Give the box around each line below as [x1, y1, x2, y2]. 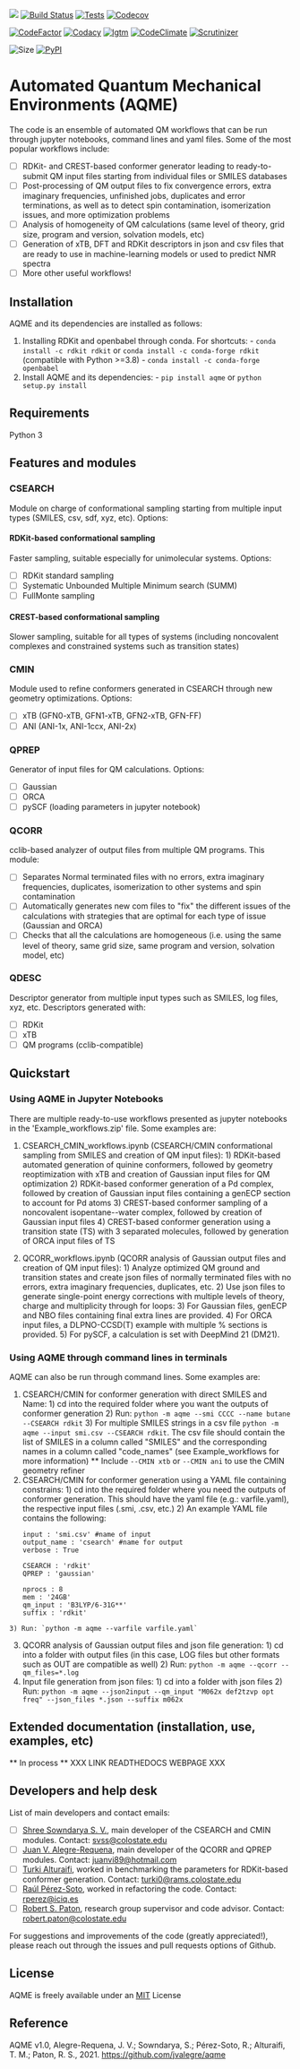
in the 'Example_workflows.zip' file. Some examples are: [9, 1123, 217, 1134]
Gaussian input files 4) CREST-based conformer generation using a [21, 1216, 271, 1227]
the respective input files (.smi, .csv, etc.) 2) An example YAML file [21, 1504, 268, 1514]
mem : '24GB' [21, 1593, 72, 1602]
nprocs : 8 [21, 1585, 64, 1594]
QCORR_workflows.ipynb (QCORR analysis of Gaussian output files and [21, 1253, 287, 1263]
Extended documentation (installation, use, [9, 1720, 256, 1735]
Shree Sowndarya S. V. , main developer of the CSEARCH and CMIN [21, 1824, 271, 1835]
